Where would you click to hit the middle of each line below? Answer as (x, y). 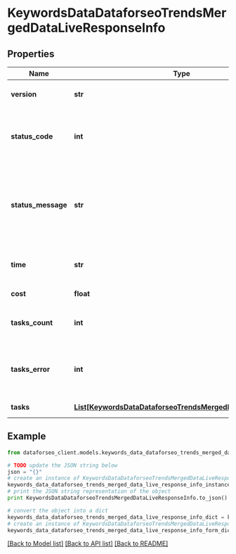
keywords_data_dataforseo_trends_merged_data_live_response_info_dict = (116, 517)
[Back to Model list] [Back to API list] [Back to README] (88, 543)
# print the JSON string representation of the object (89, 491)
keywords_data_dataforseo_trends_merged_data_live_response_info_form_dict (120, 530)
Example (27, 436)
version (24, 94)
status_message (39, 205)
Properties (31, 54)
